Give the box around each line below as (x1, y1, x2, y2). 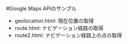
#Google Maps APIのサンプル (6, 5, 77, 12)
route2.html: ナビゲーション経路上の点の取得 (14, 32, 122, 39)
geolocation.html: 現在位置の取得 (14, 17, 94, 24)
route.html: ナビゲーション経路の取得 (14, 25, 104, 31)
